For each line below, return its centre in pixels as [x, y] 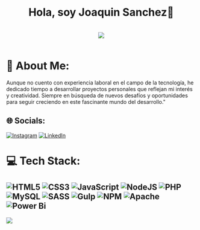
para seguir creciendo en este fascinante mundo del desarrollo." [86, 101]
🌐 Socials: [26, 121]
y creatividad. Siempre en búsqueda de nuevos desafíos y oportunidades [97, 95]
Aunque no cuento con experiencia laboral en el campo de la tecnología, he [100, 82]
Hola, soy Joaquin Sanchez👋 [101, 12]
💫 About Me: [38, 66]
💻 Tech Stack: [43, 161]
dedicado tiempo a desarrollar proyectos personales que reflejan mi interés [99, 89]
